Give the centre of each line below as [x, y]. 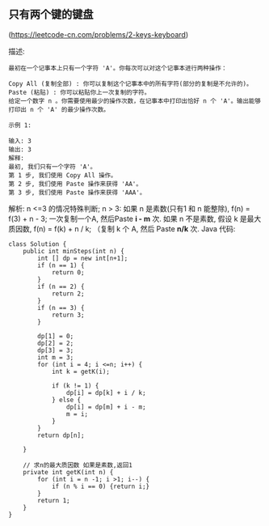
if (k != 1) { [75, 386]
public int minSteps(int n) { [74, 251]
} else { [66, 400]
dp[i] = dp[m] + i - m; [106, 407]
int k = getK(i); [81, 371]
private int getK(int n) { [68, 472]
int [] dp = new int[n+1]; [83, 258]
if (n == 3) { [61, 308]
